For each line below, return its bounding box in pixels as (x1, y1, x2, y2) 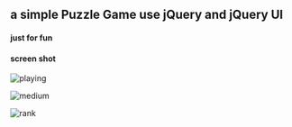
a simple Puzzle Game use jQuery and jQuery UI (10, 7, 283, 23)
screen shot (10, 53, 57, 64)
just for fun (10, 32, 53, 43)
